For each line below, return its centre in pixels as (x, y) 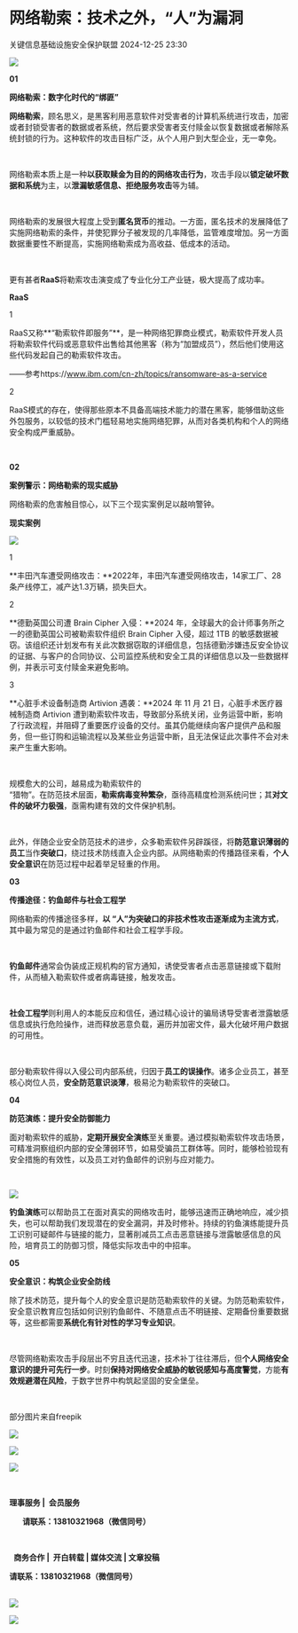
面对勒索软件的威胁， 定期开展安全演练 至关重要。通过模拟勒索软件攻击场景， (149, 1137)
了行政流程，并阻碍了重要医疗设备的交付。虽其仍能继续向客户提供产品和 (141, 725)
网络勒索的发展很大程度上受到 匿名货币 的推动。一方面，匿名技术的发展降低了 (149, 221)
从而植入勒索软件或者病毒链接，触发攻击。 (102, 977)
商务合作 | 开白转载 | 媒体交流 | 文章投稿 (86, 1557)
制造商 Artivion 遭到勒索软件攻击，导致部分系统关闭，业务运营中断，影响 (149, 714)
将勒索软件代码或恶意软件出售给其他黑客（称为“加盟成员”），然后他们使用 (143, 343)
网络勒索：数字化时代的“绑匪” (64, 97)
